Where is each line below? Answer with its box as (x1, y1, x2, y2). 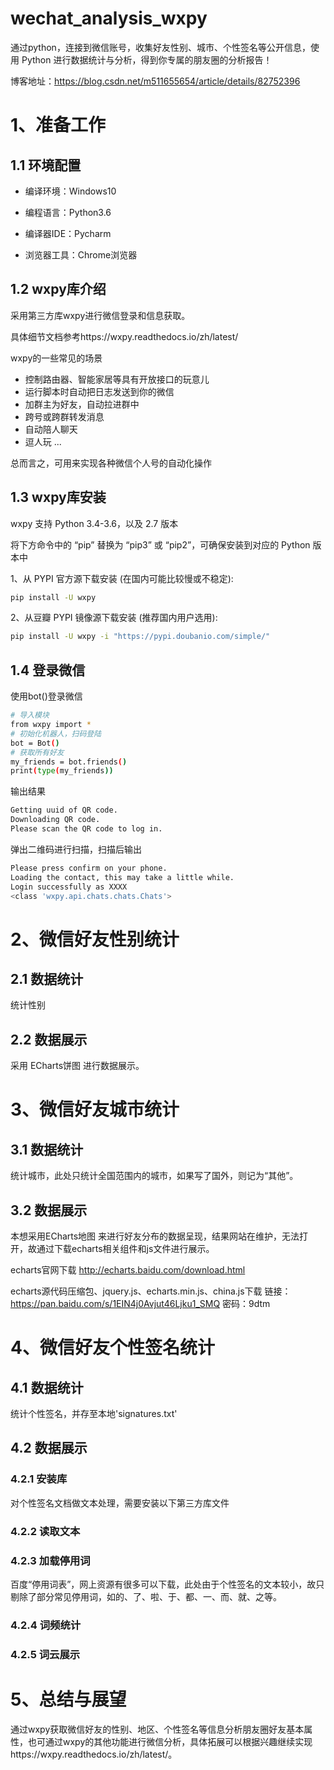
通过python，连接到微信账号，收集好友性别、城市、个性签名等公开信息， (10, 41, 311, 53)
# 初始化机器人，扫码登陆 (10, 728, 102, 739)
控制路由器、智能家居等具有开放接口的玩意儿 (24, 373, 210, 385)
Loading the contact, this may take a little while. (10, 872, 235, 882)
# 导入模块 (10, 710, 50, 721)
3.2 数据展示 (10, 1202, 88, 1219)
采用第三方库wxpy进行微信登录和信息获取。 (10, 309, 191, 321)
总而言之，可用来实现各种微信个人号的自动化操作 (10, 457, 212, 469)
